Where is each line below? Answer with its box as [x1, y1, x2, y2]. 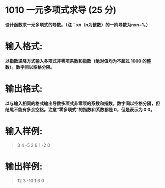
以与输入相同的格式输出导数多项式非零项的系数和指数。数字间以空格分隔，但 [5, 100, 160, 106]
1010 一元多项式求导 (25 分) [5, 4, 116, 16]
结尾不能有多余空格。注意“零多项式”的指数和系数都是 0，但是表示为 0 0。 [5, 106, 155, 112]
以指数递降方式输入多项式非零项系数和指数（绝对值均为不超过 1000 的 [5, 58, 147, 64]
